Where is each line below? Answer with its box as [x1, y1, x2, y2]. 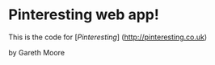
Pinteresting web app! [8, 6, 159, 24]
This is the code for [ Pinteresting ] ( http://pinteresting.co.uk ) [8, 32, 208, 42]
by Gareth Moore [8, 47, 65, 57]
